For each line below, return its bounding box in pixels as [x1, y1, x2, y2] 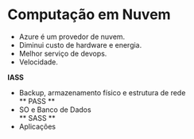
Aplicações [18, 122, 56, 131]
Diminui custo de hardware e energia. [18, 40, 142, 49]
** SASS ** [18, 113, 56, 122]
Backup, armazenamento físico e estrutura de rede [18, 87, 186, 97]
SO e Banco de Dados [18, 105, 92, 114]
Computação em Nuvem [7, 6, 172, 24]
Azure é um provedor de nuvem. [18, 32, 126, 41]
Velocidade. [18, 57, 59, 67]
